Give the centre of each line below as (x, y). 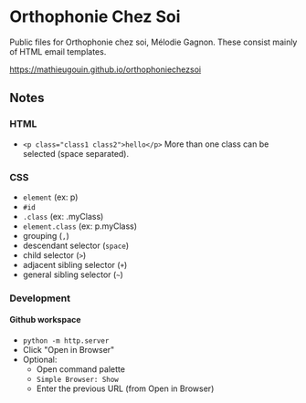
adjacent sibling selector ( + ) (75, 264)
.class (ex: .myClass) (63, 216)
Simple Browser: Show (77, 380)
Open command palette (81, 369)
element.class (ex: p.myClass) (80, 226)
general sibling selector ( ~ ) (73, 274)
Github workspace (45, 320)
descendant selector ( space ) (76, 245)
